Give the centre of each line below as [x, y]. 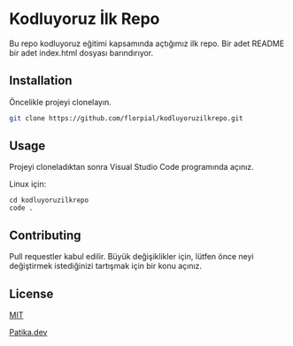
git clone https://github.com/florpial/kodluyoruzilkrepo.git [126, 118]
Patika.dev [28, 333]
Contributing [45, 235]
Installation [41, 81]
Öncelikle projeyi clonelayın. [61, 102]
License [31, 293]
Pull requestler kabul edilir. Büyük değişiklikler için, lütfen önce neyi [131, 257]
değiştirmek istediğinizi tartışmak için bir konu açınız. [105, 266]
